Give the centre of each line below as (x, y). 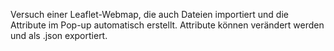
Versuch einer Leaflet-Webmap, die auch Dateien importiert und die (149, 14)
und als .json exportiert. (59, 35)
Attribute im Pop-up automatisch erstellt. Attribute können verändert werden (167, 25)
